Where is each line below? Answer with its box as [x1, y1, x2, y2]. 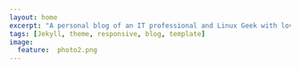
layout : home [9, 12, 58, 22]
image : [9, 37, 34, 47]
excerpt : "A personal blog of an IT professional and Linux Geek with [9, 21, 278, 30]
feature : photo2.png [17, 46, 98, 55]
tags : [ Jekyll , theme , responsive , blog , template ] [9, 29, 205, 38]
